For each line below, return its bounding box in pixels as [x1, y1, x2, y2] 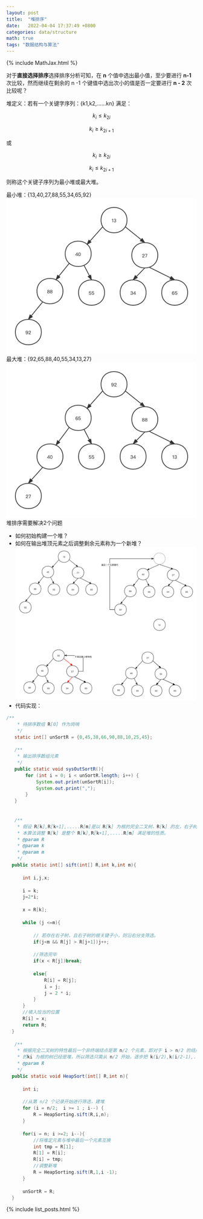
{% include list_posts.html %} [6, 1206, 80, 1213]
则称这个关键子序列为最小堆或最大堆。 [6, 178, 101, 186]
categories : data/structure [6, 29, 77, 35]
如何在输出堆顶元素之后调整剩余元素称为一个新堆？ [14, 540, 143, 547]
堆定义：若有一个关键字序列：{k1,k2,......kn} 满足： [6, 100, 132, 107]
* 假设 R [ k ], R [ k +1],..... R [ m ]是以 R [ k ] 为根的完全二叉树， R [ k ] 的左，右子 [17, 823, 193, 829]
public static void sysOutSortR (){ [14, 766, 104, 772]
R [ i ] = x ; [22, 1016, 47, 1022]
